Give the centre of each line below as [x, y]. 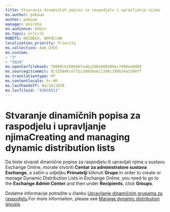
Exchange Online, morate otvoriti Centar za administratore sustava [76, 167]
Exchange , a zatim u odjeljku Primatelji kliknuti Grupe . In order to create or [83, 173]
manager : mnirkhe [24, 24]
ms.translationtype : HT [30, 76]
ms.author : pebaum [25, 15]
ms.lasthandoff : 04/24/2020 [35, 85]
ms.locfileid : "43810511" [32, 90]
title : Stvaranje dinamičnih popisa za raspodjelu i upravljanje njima [82, 10]
